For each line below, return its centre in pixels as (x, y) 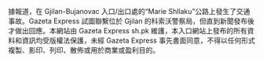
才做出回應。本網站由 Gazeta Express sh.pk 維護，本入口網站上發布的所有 (128, 31)
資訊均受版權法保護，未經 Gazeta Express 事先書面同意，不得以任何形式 (138, 40)
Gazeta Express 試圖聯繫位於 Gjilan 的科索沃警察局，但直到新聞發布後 (142, 21)
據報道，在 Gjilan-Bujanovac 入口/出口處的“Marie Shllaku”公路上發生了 (122, 11)
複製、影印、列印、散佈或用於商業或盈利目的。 (84, 50)
